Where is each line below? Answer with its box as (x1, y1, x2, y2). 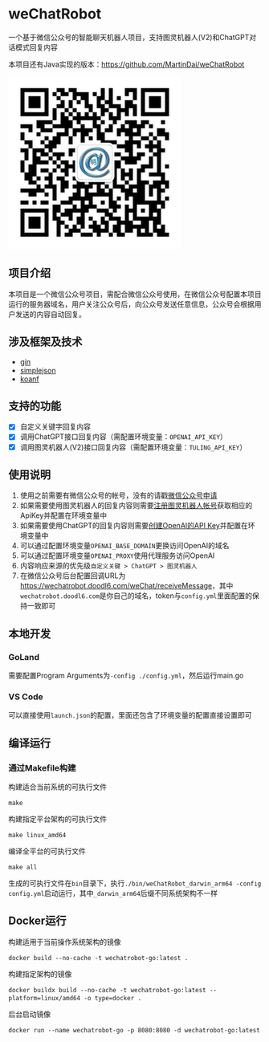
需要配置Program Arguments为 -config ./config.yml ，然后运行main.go (8, 671, 244, 681)
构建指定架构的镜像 (8, 969, 72, 979)
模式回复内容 (14, 42, 58, 52)
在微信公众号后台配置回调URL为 (19, 571, 126, 580)
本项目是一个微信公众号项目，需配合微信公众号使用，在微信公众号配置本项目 (8, 289, 262, 299)
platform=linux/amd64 (8, 994, 81, 1002)
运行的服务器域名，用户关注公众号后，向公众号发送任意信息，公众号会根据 (8, 299, 255, 309)
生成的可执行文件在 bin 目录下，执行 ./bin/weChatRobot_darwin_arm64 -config (8, 878, 262, 888)
